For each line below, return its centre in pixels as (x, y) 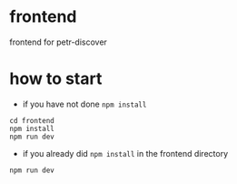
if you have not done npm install (84, 104)
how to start (56, 79)
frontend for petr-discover (58, 42)
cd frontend (32, 120)
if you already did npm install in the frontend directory (125, 153)
